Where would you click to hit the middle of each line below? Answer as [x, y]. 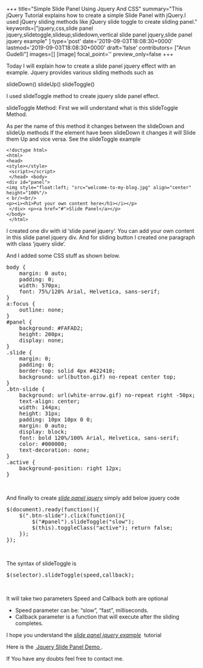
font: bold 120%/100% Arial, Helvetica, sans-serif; [99, 438]
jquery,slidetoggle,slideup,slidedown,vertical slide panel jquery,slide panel [99, 35]
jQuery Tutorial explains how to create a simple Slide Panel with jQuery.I [96, 15]
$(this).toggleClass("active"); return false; [102, 528]
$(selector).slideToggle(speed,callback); [71, 575]
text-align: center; [50, 401]
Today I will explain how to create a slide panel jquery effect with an [91, 66]
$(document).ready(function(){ [53, 509]
